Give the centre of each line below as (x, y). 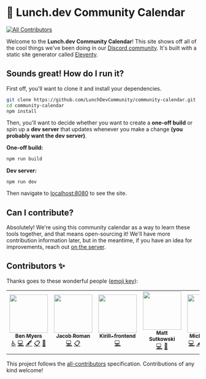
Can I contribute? (40, 212)
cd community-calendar (35, 105)
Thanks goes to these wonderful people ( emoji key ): (72, 281)
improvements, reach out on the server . (56, 247)
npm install (21, 111)
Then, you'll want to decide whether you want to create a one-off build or (100, 123)
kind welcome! (25, 370)
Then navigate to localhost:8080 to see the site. (67, 193)
